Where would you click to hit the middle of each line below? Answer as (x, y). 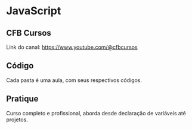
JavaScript (34, 11)
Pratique (22, 99)
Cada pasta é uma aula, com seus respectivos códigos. (74, 80)
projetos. (17, 119)
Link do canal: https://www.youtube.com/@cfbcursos (72, 47)
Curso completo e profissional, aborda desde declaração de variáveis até (96, 113)
